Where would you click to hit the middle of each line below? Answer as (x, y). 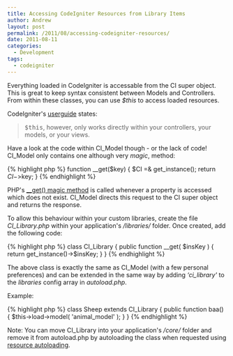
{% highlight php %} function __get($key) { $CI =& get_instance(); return (112, 169)
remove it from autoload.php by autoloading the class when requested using (117, 337)
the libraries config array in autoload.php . (67, 282)
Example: (21, 295)
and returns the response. (45, 204)
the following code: (35, 233)
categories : (24, 46)
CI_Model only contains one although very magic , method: (91, 155)
